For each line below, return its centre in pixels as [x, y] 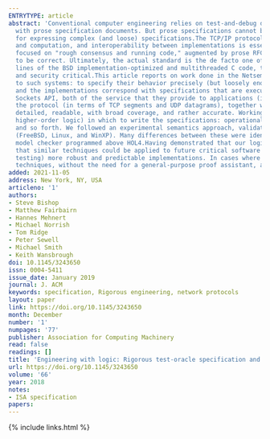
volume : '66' [30, 375]
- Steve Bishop [34, 203]
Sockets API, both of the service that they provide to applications [134, 98]
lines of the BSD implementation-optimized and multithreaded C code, [136, 68]
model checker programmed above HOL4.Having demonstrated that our [131, 143]
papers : [21, 404]
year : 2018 [27, 382]
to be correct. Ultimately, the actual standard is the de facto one [134, 61]
